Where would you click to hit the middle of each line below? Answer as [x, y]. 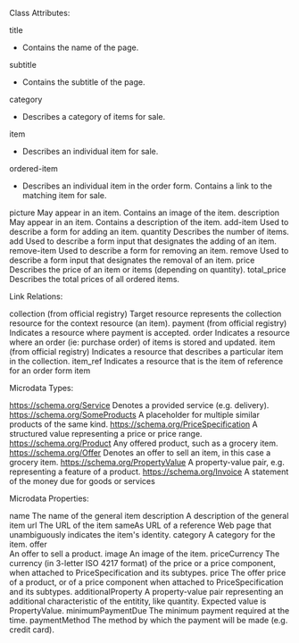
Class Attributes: [40, 13]
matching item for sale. [64, 195]
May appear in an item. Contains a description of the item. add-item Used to [149, 222]
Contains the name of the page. [80, 47]
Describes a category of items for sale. [94, 117]
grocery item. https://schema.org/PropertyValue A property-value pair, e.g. [147, 462]
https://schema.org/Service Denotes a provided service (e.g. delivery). [139, 405]
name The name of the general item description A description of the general [149, 516]
